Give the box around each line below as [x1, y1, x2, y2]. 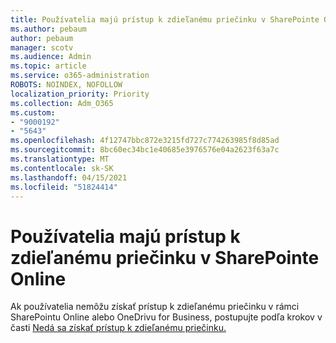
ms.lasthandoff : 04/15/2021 [10, 172, 128, 183]
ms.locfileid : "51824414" [10, 182, 118, 192]
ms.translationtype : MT [10, 154, 110, 164]
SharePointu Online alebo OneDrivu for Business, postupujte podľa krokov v [10, 311, 323, 323]
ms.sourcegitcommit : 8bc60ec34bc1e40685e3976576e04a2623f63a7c [10, 145, 280, 155]
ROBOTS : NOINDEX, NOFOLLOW [10, 80, 123, 90]
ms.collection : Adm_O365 [10, 98, 114, 108]
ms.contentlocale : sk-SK [10, 163, 114, 173]
